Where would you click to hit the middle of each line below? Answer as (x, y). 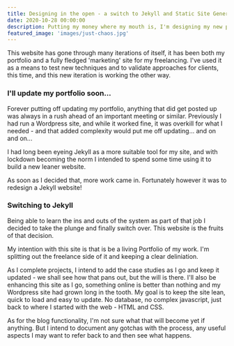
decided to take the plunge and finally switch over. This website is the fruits (116, 228)
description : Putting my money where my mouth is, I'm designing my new (115, 27)
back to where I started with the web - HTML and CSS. (86, 307)
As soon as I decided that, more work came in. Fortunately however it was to (117, 180)
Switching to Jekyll (40, 205)
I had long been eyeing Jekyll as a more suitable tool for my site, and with (112, 151)
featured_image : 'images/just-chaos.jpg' (68, 33)
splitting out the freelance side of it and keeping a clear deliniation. (103, 256)
